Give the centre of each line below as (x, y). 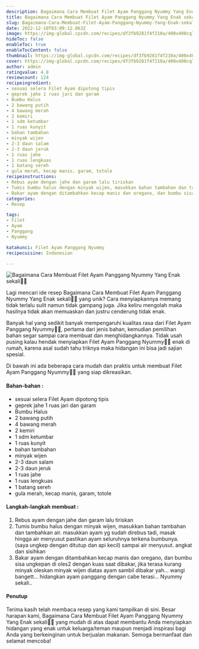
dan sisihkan (30, 551)
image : (14, 34)
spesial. (16, 354)
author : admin (24, 67)
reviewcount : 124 (28, 78)
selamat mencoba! (29, 641)
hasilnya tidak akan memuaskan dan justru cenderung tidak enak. (86, 312)
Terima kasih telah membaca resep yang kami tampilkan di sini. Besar (91, 609)
